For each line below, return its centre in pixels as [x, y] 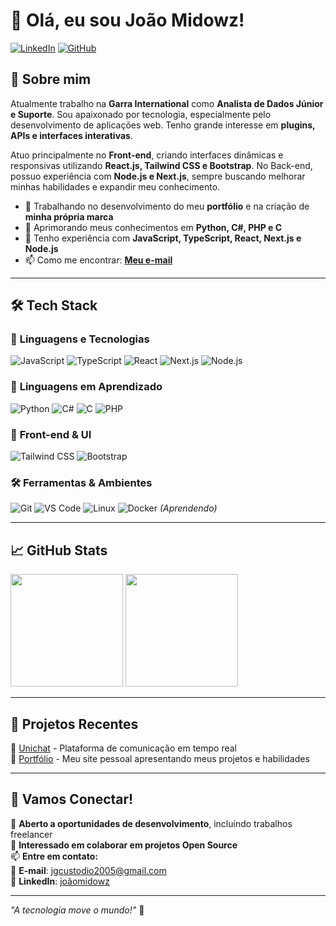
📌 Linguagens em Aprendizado [86, 387]
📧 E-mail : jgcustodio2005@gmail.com [88, 870]
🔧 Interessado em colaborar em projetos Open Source [124, 845]
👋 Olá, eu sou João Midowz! [127, 20]
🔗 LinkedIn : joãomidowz [60, 881]
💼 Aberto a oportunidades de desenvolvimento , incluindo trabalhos [151, 823]
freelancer [31, 834]
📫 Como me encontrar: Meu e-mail [98, 260]
